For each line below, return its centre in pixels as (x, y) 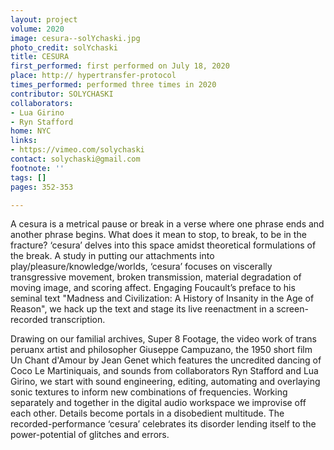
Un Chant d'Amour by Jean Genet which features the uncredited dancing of (166, 360)
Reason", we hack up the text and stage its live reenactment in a (142, 309)
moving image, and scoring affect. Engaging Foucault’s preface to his (153, 288)
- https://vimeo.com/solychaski (77, 150)
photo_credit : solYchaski (64, 47)
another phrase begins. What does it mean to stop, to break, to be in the (158, 235)
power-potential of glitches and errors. (90, 435)
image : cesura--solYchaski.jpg (75, 38)
